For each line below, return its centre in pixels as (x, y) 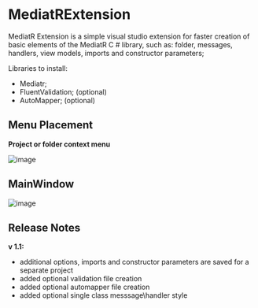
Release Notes (44, 227)
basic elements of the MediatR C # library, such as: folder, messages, (121, 44)
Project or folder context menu (59, 144)
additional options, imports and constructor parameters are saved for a (134, 262)
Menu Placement (50, 125)
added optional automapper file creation (85, 287)
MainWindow (41, 184)
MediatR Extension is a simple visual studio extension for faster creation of (129, 36)
